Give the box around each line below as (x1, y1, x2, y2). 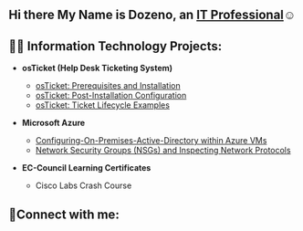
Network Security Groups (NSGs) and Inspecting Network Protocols (35, 145, 291, 156)
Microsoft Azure (21, 118, 86, 129)
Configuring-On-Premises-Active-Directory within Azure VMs (35, 135, 267, 146)
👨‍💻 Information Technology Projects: (8, 38, 223, 54)
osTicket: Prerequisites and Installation (35, 80, 182, 91)
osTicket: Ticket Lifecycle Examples (35, 100, 171, 110)
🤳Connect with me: (8, 206, 120, 222)
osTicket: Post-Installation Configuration (35, 90, 187, 101)
